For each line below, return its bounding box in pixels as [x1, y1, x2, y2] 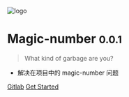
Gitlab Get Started [7, 82, 59, 91]
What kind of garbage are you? [24, 54, 114, 62]
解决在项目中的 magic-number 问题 [17, 68, 119, 77]
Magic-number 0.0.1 [7, 31, 122, 47]
